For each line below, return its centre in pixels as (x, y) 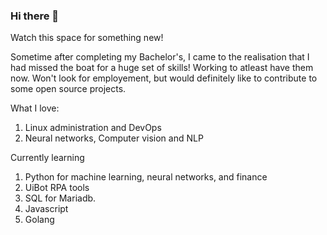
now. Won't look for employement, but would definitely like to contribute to (164, 78)
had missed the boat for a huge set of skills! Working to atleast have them (162, 68)
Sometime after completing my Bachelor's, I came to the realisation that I (160, 57)
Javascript (46, 209)
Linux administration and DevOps (93, 128)
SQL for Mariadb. (60, 198)
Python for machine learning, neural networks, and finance (146, 177)
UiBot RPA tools (57, 188)
